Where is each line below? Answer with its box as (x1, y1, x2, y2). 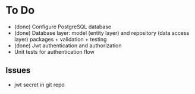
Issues (5, 66, 31, 76)
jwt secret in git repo (14, 81, 65, 88)
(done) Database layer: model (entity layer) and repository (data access (14, 29, 190, 36)
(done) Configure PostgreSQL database (14, 23, 111, 30)
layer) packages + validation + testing (14, 35, 107, 43)
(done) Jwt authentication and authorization (14, 42, 122, 49)
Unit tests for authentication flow (14, 48, 95, 55)
